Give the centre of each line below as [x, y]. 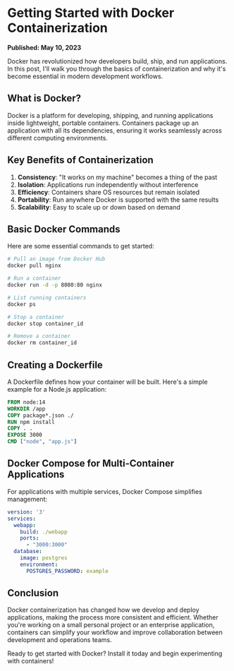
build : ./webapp [44, 532]
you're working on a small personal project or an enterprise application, [111, 625]
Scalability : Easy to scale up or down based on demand [99, 207]
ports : [30, 538]
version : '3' [26, 512]
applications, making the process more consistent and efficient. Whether [113, 617]
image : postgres [44, 558]
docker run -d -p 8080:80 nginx [55, 285]
